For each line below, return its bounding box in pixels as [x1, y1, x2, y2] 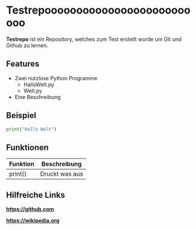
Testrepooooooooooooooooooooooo [6, 4, 191, 17]
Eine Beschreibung [14, 93, 61, 100]
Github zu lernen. [6, 42, 48, 49]
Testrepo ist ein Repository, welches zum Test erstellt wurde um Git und [6, 35, 182, 42]
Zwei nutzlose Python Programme [14, 74, 97, 81]
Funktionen [6, 142, 49, 152]
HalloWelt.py [23, 81, 54, 88]
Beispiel [6, 110, 37, 121]
